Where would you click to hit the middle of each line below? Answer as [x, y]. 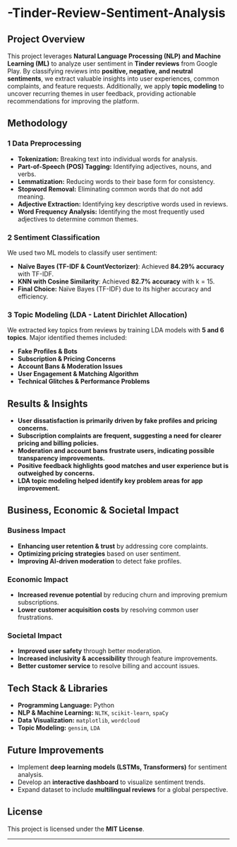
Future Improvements [56, 750]
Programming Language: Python [66, 706]
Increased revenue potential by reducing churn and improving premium [122, 595]
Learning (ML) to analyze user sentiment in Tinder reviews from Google [113, 64]
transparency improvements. [61, 458]
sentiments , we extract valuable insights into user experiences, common [114, 78]
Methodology [38, 123]
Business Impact [36, 530]
